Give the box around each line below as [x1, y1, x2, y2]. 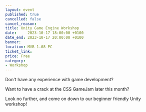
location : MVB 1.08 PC [5, 44, 52, 49]
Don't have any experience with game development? [5, 77, 113, 83]
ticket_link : [5, 49, 32, 54]
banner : [5, 40, 21, 45]
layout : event [5, 7, 35, 12]
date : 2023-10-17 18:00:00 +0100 [5, 30, 84, 35]
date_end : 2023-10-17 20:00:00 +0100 [5, 35, 84, 40]
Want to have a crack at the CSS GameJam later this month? [5, 86, 129, 92]
